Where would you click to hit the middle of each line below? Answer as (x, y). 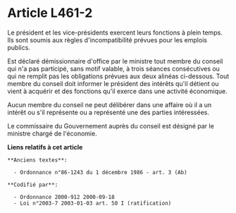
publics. (19, 47)
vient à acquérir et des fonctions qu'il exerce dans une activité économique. (117, 91)
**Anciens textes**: (38, 160)
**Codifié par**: (33, 185)
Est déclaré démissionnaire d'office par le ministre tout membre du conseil (115, 61)
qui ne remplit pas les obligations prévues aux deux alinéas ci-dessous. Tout (118, 76)
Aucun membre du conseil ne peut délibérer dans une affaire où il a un (110, 104)
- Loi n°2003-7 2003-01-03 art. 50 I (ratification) (93, 203)
